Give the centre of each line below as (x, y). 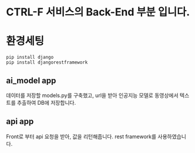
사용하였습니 (172, 137)
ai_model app (31, 80)
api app (20, 122)
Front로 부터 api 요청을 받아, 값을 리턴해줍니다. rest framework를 (81, 137)
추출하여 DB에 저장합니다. (46, 102)
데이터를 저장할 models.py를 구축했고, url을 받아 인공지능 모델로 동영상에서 (92, 95)
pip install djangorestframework (47, 62)
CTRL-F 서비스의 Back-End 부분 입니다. (98, 12)
